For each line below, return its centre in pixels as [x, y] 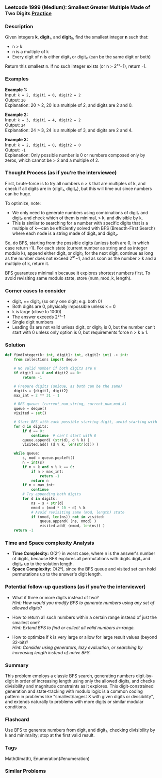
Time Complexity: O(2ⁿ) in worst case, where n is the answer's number [83, 553]
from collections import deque [45, 360]
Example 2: [16, 114]
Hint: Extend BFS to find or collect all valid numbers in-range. [73, 627]
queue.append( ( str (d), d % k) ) [56, 440]
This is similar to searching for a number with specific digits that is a [80, 223]
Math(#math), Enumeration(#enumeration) [47, 759]
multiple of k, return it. [27, 263]
